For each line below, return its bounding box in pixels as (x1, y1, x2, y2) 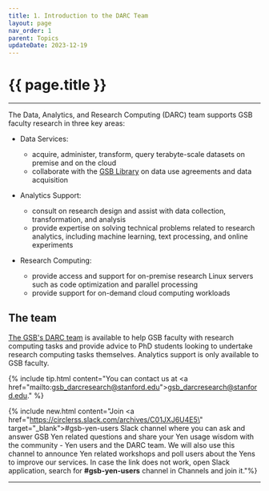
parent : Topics (8, 34, 59, 42)
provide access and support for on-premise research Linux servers (31, 272, 254, 281)
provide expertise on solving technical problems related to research (31, 223, 255, 233)
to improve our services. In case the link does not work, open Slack (8, 457, 231, 467)
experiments (31, 240, 74, 250)
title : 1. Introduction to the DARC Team (8, 11, 149, 20)
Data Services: (19, 134, 69, 144)
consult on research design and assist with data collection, (31, 206, 227, 216)
